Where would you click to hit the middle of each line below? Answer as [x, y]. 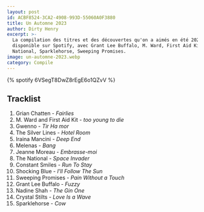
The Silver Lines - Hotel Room [53, 133]
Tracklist [24, 98]
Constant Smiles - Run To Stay [54, 165]
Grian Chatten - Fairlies [45, 113]
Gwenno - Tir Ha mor [42, 126]
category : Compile [30, 62]
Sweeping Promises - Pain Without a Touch [70, 178]
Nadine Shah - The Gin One [50, 191]
